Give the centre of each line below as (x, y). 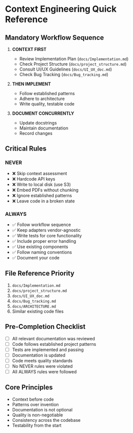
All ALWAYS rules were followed (44, 372)
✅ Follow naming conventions (42, 252)
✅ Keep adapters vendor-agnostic (46, 230)
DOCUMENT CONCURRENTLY (43, 113)
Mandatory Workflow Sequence (55, 38)
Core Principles (29, 388)
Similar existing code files (38, 311)
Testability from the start (37, 425)
